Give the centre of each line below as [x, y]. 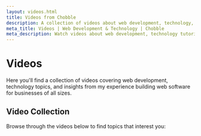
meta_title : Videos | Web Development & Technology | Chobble [85, 28]
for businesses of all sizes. [39, 93]
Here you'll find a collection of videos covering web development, [87, 80]
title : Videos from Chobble [41, 17]
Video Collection [38, 112]
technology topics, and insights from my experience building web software [98, 87]
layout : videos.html [32, 12]
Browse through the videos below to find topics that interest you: [86, 126]
